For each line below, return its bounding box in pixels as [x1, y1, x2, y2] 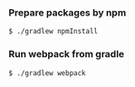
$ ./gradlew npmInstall [8, 27, 99, 36]
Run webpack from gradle [8, 48, 125, 61]
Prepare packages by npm [8, 6, 127, 19]
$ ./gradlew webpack [8, 68, 87, 78]
